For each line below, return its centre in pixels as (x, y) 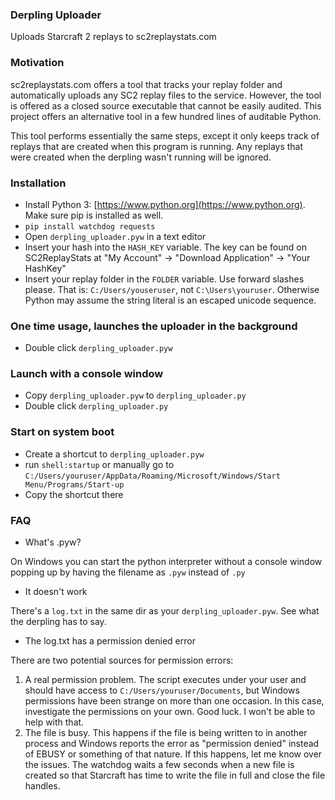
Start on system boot (62, 432)
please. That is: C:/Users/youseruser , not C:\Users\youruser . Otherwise (172, 289)
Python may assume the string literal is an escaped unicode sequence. (170, 300)
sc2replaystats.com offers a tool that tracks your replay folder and (146, 84)
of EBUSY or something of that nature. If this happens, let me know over (173, 754)
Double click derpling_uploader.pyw (98, 348)
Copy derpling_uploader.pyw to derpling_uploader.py (135, 395)
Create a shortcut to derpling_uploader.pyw (114, 454)
